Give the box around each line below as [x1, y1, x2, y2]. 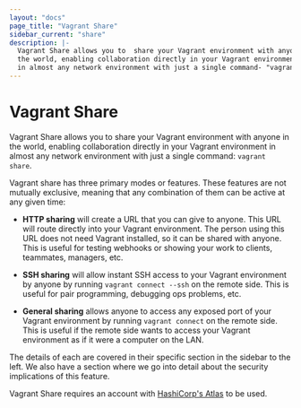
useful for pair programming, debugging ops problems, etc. [21, 288, 242, 299]
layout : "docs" [9, 13, 66, 22]
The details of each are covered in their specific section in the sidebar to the [9, 352, 291, 362]
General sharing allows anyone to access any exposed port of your [21, 306, 271, 317]
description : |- [9, 38, 70, 48]
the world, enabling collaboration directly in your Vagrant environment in [9, 141, 276, 152]
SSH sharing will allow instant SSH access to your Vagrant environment [21, 269, 287, 280]
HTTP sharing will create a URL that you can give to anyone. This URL [21, 213, 282, 224]
